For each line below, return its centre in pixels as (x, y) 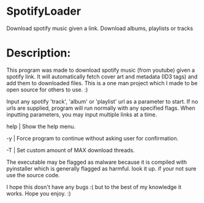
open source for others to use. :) (47, 90)
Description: (39, 53)
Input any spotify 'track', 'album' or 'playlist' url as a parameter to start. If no (102, 101)
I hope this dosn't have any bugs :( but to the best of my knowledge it (94, 187)
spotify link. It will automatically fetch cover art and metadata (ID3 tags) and (102, 76)
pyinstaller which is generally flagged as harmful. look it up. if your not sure (101, 168)
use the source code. (33, 175)
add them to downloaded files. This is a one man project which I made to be (102, 83)
